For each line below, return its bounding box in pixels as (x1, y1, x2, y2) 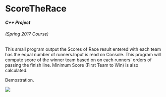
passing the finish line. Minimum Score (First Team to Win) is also (5, 62, 139, 68)
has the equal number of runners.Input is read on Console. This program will (5, 52, 161, 58)
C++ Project (5, 19, 31, 25)
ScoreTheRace (5, 3, 67, 14)
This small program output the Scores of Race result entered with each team (5, 46, 161, 52)
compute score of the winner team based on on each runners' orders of (5, 57, 152, 63)
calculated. (5, 68, 28, 74)
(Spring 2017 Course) (5, 31, 49, 37)
